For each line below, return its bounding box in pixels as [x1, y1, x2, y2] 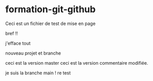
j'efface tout [5, 40, 31, 46]
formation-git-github [5, 4, 96, 15]
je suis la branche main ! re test [5, 70, 71, 76]
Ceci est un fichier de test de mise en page [5, 20, 96, 26]
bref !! [5, 30, 18, 36]
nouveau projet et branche [5, 50, 61, 56]
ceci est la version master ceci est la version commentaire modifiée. [5, 60, 148, 66]
